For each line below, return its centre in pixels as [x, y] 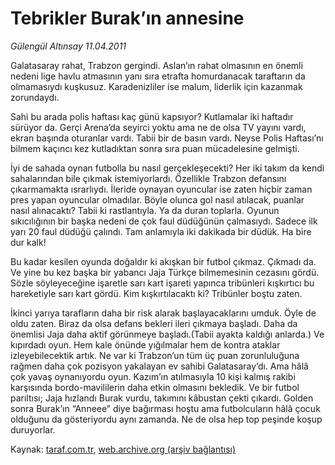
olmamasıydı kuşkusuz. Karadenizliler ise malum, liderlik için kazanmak [156, 86]
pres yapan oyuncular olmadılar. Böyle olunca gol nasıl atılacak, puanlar [157, 199]
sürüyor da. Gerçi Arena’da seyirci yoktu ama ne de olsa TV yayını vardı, [158, 127]
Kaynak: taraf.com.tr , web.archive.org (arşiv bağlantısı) [123, 449]
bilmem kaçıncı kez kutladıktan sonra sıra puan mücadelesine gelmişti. [155, 148]
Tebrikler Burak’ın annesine [127, 18]
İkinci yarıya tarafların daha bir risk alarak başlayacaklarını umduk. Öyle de [163, 313]
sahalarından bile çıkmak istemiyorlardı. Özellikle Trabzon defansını [148, 178]
